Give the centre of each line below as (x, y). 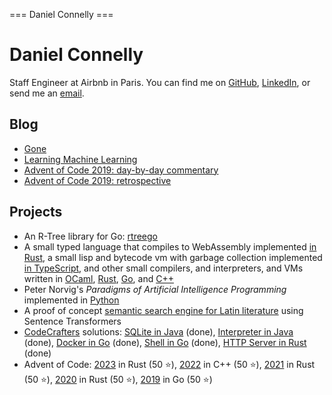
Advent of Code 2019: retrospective (97, 180)
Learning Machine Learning (80, 159)
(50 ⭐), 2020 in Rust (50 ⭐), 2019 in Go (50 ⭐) (118, 379)
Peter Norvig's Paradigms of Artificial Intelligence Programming (155, 289)
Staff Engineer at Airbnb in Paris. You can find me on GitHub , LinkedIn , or (160, 82)
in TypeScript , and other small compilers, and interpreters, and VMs (163, 268)
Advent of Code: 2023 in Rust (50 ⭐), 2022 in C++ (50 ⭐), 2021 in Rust (169, 364)
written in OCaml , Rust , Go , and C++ (98, 278)
